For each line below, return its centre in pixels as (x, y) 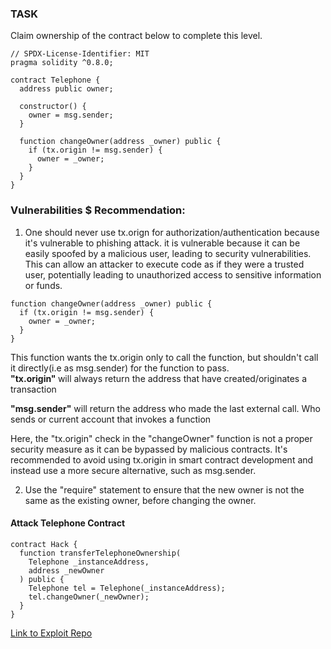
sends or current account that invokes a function (111, 419)
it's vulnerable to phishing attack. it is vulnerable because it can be (162, 243)
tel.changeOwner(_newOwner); (89, 597)
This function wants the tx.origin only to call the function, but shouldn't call (164, 357)
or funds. (43, 285)
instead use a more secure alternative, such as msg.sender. (133, 470)
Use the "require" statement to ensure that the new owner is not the (164, 489)
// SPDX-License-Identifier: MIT (80, 54)
